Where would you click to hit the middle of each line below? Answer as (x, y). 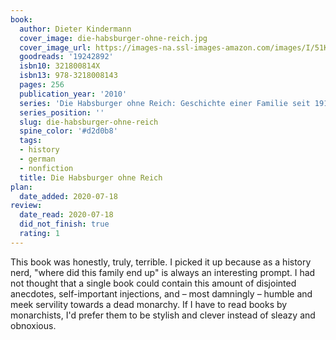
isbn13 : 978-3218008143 (68, 76)
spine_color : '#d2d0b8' (68, 131)
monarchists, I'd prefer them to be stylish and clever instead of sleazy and (163, 315)
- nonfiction (46, 168)
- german (37, 159)
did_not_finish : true (64, 224)
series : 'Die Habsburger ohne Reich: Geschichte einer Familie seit (165, 103)
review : (26, 206)
